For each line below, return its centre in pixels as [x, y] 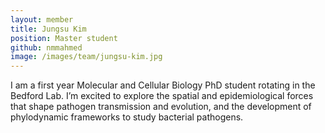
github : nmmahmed [46, 47]
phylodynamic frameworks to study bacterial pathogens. [127, 117]
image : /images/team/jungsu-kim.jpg [86, 57]
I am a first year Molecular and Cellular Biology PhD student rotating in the [163, 85]
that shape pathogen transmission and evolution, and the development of [161, 107]
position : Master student [64, 38]
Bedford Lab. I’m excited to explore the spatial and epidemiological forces [162, 96]
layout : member [42, 19]
